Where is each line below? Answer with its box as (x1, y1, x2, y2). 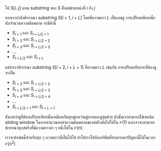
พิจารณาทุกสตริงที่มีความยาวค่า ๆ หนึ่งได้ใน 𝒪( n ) (5, 125, 83, 131)
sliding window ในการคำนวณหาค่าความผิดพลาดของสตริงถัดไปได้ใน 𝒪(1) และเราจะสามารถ (5, 120, 155, 125)
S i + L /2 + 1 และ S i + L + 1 (12, 104, 55, 110)
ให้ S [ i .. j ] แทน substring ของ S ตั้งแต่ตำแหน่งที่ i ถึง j (5, 5, 96, 11)
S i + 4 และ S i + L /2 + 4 (12, 92, 50, 99)
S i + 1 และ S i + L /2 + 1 (12, 30, 49, 37)
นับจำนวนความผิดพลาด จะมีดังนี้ (5, 20, 57, 26)
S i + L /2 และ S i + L (12, 54, 44, 61)
